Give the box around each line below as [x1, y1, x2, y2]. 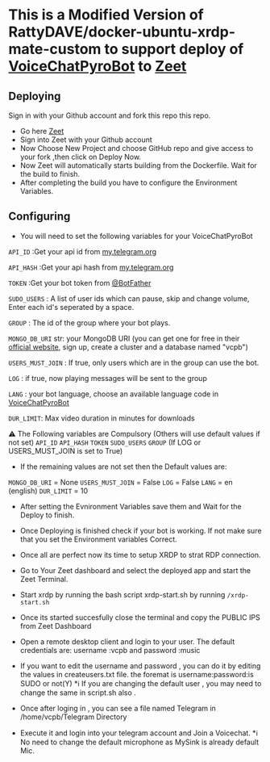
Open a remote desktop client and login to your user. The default [19, 636, 235, 647]
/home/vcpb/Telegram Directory [19, 712, 127, 722]
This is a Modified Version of [8, 6, 204, 24]
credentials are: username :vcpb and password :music [19, 645, 201, 655]
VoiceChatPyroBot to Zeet [8, 57, 187, 76]
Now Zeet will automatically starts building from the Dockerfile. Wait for [19, 161, 258, 170]
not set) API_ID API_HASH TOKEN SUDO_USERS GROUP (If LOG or [8, 438, 201, 447]
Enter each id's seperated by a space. [8, 302, 135, 312]
